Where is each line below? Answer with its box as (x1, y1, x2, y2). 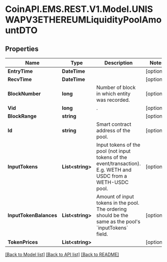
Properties (5, 44, 39, 53)
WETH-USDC (96, 179, 129, 186)
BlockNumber (7, 90, 41, 97)
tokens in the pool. (96, 200, 140, 206)
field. (96, 231, 108, 238)
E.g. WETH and (96, 166, 132, 173)
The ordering (96, 206, 127, 213)
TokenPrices (7, 239, 38, 246)
